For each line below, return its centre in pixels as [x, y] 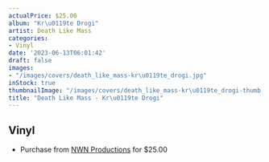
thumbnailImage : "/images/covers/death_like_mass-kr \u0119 [110, 90]
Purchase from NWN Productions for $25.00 [93, 150]
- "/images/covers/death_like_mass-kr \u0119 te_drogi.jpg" [108, 75]
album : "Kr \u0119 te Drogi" [54, 23]
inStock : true [32, 83]
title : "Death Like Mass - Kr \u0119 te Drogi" [86, 98]
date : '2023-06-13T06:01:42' [57, 53]
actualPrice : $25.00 [43, 16]
